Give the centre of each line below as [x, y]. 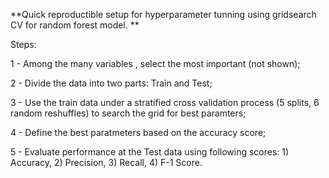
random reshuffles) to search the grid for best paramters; [128, 113]
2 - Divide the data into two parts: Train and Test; [111, 83]
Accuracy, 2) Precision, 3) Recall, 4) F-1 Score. [106, 162]
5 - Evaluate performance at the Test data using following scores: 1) [150, 152]
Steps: [23, 44]
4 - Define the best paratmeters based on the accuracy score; [138, 132]
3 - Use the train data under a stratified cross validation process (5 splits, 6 [165, 102]
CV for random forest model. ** [75, 25]
